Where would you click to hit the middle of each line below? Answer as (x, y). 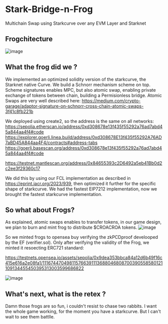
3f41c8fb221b (19, 111)
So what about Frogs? (40, 210)
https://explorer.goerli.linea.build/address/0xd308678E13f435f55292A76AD (83, 137)
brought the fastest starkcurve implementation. (54, 194)
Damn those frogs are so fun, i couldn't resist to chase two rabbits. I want (81, 306)
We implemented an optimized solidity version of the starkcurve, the (76, 79)
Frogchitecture (29, 39)
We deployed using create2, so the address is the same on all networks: (79, 121)
